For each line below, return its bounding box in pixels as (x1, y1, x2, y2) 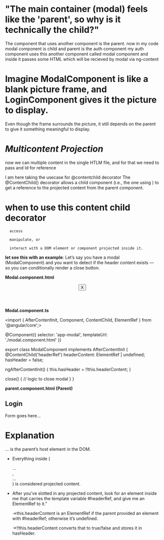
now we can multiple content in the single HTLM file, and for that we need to (5, 160, 159, 165)
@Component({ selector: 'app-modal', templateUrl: (5, 331, 108, 337)
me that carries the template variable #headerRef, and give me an (12, 495, 145, 501)
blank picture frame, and (5, 84, 107, 95)
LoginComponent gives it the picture (5, 94, 157, 106)
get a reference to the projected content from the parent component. (5, 185, 144, 190)
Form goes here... (5, 412, 41, 418)
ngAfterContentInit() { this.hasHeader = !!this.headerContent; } (5, 366, 131, 372)
